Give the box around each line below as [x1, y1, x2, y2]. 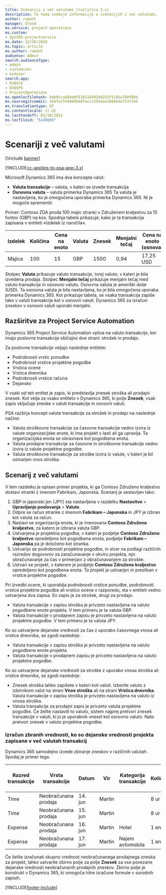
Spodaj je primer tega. [5, 754, 50, 760]
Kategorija [120, 772, 145, 779]
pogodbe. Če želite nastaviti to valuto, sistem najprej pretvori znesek [12, 709, 152, 715]
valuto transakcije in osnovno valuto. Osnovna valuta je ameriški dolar [5, 281, 147, 287]
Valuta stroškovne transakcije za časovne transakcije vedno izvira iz [12, 425, 151, 431]
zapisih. [5, 875, 21, 881]
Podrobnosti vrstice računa [12, 375, 68, 381]
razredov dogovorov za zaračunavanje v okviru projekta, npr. [12, 552, 137, 557]
